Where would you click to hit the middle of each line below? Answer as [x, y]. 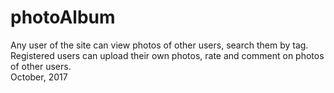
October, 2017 [39, 77]
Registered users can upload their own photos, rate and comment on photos [167, 55]
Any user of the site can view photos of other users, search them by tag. [159, 45]
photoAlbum [63, 17]
